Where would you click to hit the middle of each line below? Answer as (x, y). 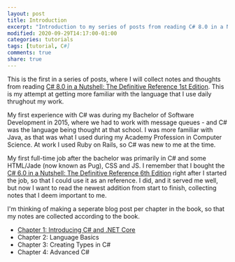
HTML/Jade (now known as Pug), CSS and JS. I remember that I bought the (116, 166)
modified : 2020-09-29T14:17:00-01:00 (62, 33)
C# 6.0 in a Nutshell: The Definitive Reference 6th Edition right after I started (117, 173)
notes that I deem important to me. (57, 195)
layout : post (26, 14)
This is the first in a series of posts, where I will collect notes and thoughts (114, 79)
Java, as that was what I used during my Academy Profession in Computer (115, 137)
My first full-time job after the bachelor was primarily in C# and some (107, 158)
